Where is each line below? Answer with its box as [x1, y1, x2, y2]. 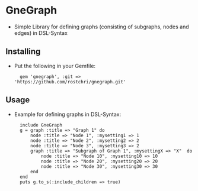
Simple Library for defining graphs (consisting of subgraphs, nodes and [14, 23, 189, 30]
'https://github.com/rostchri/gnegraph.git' [14, 79, 126, 85]
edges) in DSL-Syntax [14, 29, 68, 36]
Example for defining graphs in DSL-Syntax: [14, 111, 122, 118]
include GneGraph [20, 122, 63, 128]
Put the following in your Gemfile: [14, 62, 96, 69]
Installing [5, 47, 41, 57]
